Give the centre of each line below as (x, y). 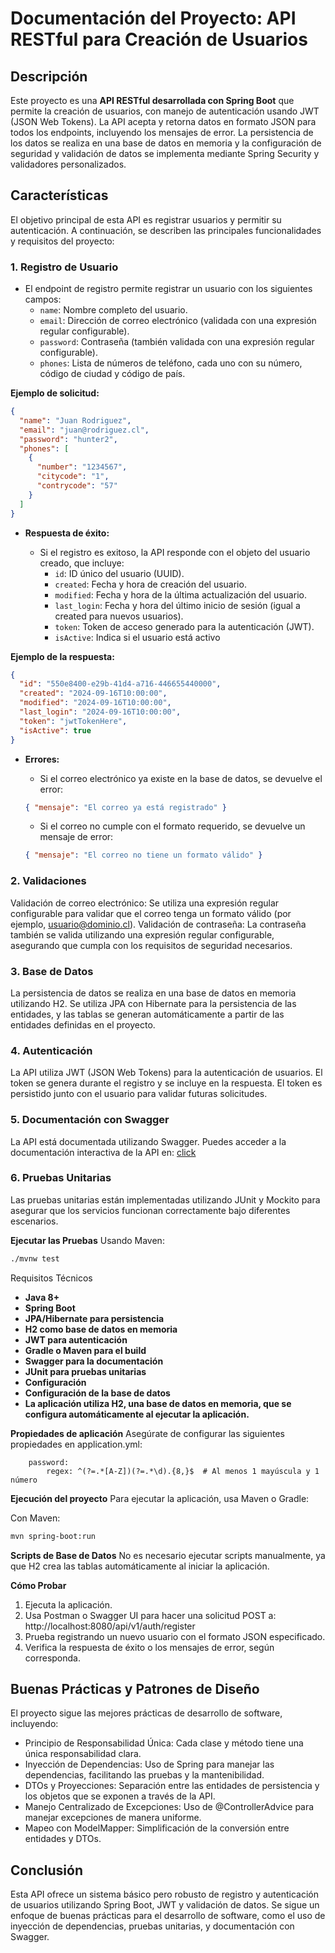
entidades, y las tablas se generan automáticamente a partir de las (147, 1014)
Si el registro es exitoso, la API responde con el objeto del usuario (175, 552)
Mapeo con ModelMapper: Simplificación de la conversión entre (157, 1828)
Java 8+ (42, 1297)
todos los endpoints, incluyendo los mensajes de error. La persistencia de (162, 132)
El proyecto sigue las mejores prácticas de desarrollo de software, (146, 1713)
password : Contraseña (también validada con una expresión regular (177, 342)
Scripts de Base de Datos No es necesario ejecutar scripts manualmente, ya (168, 1555)
